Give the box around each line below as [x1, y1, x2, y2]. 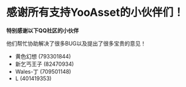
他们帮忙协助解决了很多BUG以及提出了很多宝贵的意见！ [6, 40, 146, 47]
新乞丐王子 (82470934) [15, 60, 74, 68]
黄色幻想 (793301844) [15, 52, 71, 60]
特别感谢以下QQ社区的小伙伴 [6, 27, 79, 34]
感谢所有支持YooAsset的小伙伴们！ [6, 5, 184, 19]
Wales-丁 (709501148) [15, 68, 71, 75]
